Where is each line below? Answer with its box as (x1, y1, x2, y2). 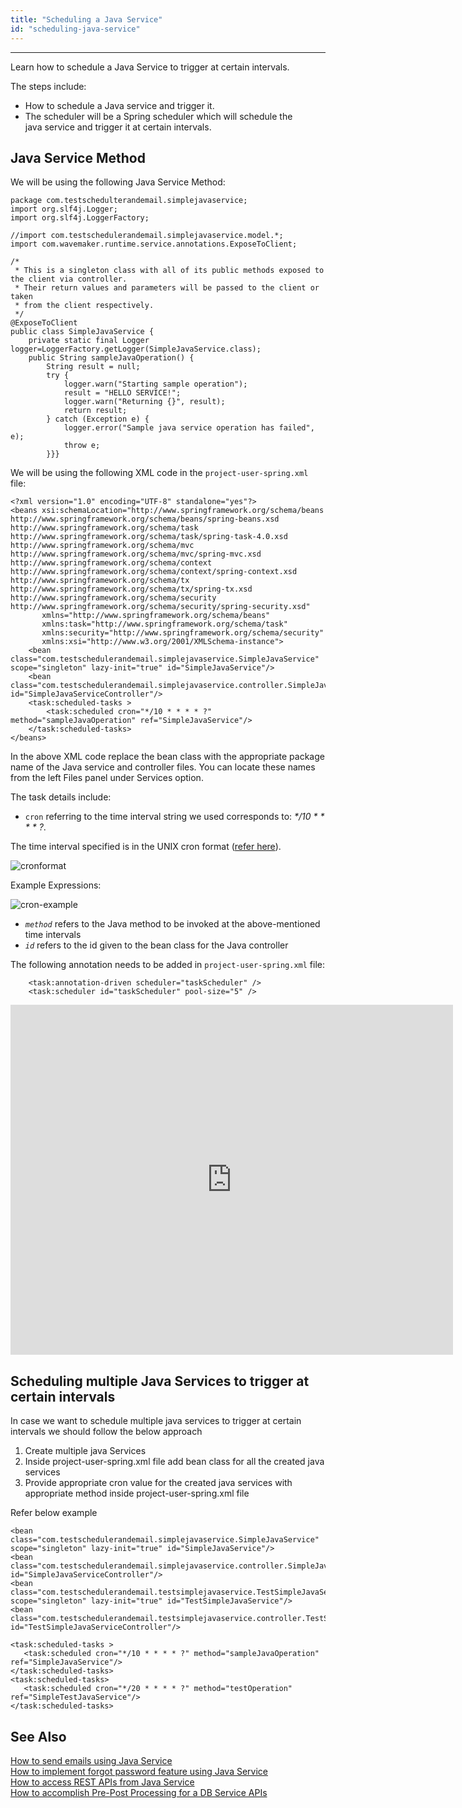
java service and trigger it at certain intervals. (24, 121, 212, 133)
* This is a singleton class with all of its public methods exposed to (14, 266, 325, 276)
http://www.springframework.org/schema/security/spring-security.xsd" (10, 602, 311, 612)
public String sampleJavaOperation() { (28, 353, 195, 363)
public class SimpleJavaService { (10, 327, 155, 337)
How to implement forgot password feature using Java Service (10, 1765, 268, 1777)
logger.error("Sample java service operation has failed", (63, 423, 315, 433)
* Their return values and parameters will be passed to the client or (14, 283, 320, 293)
